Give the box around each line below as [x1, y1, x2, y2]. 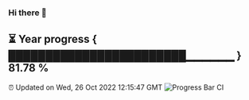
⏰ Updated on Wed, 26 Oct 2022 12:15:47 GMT [8, 83, 163, 92]
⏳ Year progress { [8, 33, 98, 46]
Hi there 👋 [8, 7, 48, 18]
